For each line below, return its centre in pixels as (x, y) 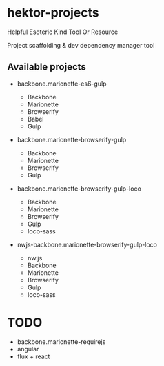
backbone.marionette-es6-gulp (62, 84)
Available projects (47, 67)
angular (28, 349)
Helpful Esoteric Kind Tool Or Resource (63, 32)
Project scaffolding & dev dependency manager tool (81, 45)
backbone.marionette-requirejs (61, 341)
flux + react (33, 356)
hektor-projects (53, 13)
